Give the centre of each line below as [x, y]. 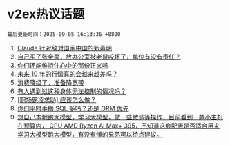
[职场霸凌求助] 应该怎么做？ [57, 99]
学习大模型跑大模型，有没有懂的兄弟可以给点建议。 [90, 134]
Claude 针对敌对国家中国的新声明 [65, 48]
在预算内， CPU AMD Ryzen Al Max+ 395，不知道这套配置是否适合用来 [118, 126]
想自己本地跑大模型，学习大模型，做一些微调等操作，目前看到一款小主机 [120, 117]
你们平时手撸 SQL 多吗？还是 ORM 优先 [73, 108]
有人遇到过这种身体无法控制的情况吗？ [71, 91]
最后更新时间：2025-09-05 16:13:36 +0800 [64, 34]
